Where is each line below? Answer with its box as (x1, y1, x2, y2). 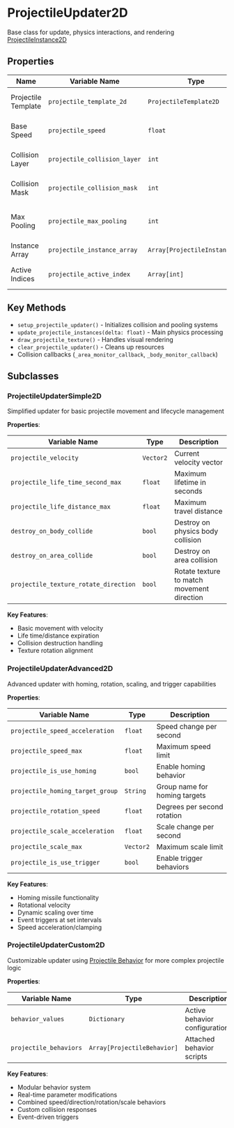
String (124, 787, 146, 795)
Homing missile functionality (17, 893, 100, 901)
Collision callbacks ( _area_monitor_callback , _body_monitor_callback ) (17, 350, 218, 359)
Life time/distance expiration (17, 631, 100, 640)
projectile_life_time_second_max (10, 479, 122, 486)
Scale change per (156, 822, 214, 832)
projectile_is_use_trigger (10, 858, 100, 866)
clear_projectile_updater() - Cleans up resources (17, 343, 165, 351)
